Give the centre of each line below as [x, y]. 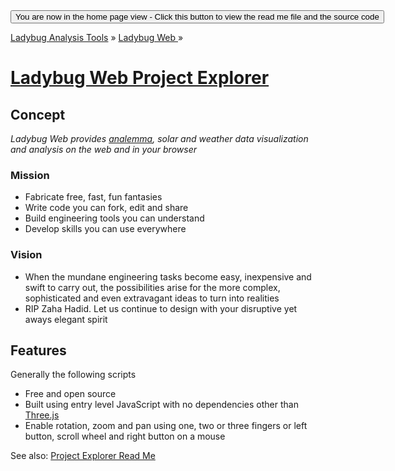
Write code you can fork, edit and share [106, 208]
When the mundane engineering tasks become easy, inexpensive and [168, 276]
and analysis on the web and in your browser [103, 149]
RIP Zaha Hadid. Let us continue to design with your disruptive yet [161, 308]
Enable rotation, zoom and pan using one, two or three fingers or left [166, 426]
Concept [38, 114]
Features [38, 350]
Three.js [42, 415]
